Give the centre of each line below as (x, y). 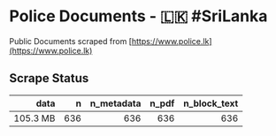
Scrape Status (49, 78)
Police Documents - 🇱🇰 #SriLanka (138, 16)
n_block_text (211, 103)
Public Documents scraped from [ (71, 41)
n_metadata (115, 103)
